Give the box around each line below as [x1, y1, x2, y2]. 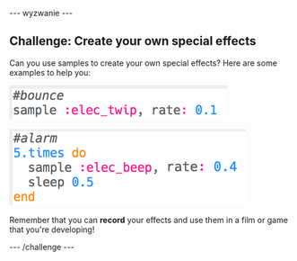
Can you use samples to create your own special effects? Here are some [9, 58, 278, 68]
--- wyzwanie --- [9, 8, 74, 18]
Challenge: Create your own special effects [9, 33, 257, 49]
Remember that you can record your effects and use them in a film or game [9, 214, 289, 225]
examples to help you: [9, 67, 92, 77]
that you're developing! [9, 224, 95, 235]
